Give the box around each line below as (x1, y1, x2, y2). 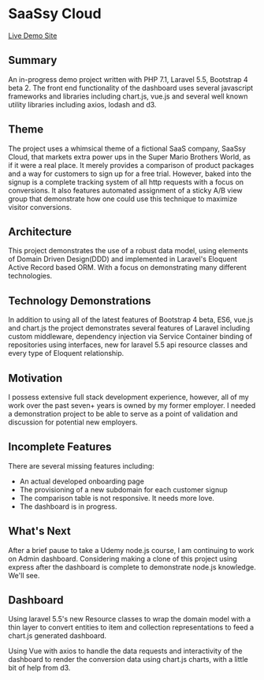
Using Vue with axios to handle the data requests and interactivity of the (8, 646, 243, 656)
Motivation (8, 372, 63, 385)
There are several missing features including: (8, 461, 155, 470)
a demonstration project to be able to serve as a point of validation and (8, 409, 238, 418)
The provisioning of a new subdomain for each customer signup (19, 484, 229, 494)
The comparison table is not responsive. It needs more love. (19, 493, 215, 503)
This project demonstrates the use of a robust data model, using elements (8, 246, 248, 256)
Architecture (8, 225, 73, 238)
